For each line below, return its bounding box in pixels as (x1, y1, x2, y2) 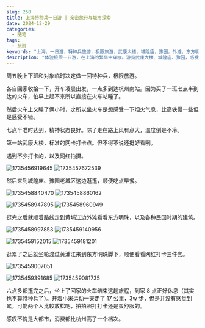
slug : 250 (6, 9, 32, 15)
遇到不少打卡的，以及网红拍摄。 (6, 152, 87, 159)
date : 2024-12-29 (6, 20, 51, 26)
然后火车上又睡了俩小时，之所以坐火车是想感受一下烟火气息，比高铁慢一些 (6, 105, 193, 113)
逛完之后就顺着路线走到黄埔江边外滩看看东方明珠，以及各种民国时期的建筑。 (6, 213, 199, 220)
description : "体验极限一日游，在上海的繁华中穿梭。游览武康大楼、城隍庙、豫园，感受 (6, 54, 200, 60)
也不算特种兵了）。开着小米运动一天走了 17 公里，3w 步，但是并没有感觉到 (6, 294, 192, 302)
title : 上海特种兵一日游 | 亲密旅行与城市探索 (6, 15, 111, 21)
